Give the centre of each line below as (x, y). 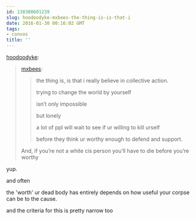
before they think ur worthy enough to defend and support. (109, 139)
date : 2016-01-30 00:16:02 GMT (46, 23)
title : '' (19, 40)
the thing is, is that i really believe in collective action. (102, 80)
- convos (17, 34)
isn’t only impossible (62, 104)
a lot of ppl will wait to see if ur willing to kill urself (98, 127)
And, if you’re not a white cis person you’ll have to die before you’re (105, 151)
